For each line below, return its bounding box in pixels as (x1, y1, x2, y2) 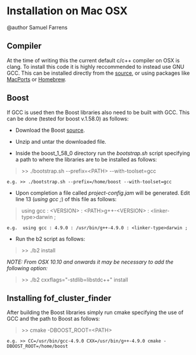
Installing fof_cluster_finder (7, 293, 112, 303)
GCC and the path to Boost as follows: (7, 315, 100, 322)
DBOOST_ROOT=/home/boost (7, 343, 68, 350)
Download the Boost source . (15, 126, 86, 134)
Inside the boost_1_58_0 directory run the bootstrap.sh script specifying (15, 150, 191, 157)
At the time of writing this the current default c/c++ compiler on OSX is (7, 56, 180, 64)
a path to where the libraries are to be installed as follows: (15, 156, 157, 163)
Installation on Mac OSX (7, 4, 128, 18)
